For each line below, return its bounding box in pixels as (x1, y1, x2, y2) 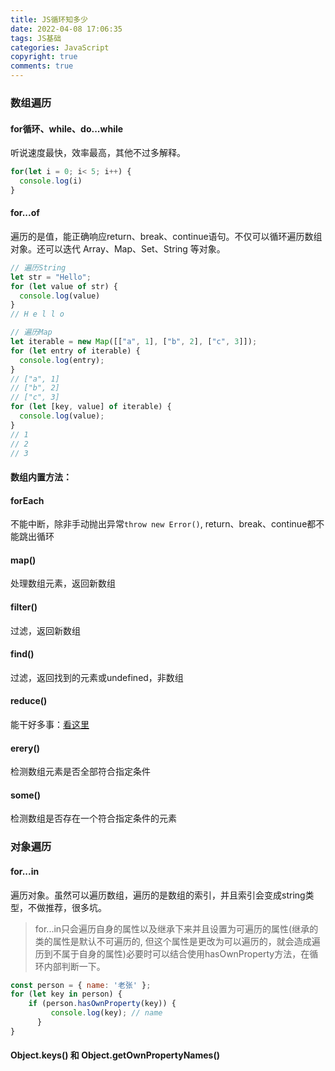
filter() (10, 601, 38, 613)
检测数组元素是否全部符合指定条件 (10, 766, 151, 778)
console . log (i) (19, 176, 83, 186)
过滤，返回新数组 (10, 624, 81, 636)
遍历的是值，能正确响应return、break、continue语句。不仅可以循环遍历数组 (10, 230, 323, 242)
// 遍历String (10, 262, 67, 273)
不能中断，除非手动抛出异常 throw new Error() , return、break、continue (10, 518, 308, 530)
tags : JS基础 (10, 33, 62, 43)
